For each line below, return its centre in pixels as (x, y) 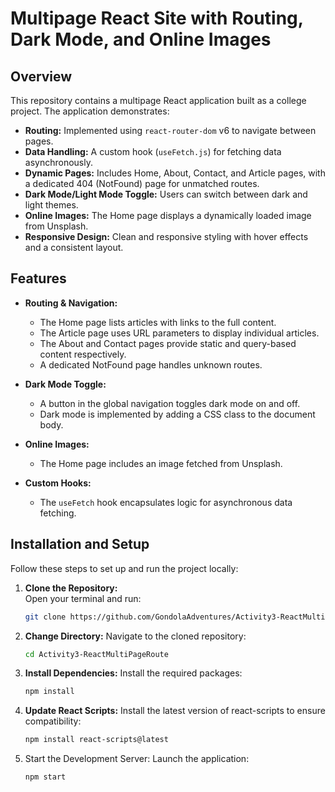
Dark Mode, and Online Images (141, 39)
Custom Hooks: (58, 483)
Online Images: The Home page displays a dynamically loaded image (168, 215)
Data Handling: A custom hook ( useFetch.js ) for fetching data (153, 151)
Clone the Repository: (71, 588)
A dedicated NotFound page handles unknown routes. (151, 364)
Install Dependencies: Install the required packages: (133, 673)
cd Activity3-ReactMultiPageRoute (96, 654)
